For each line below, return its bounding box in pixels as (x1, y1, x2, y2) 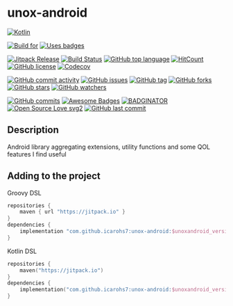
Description (7, 124, 59, 136)
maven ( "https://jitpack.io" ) (19, 266, 104, 274)
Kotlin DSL (7, 247, 37, 255)
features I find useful (7, 150, 67, 158)
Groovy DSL (7, 188, 42, 197)
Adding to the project (7, 170, 101, 182)
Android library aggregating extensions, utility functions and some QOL (7, 143, 211, 151)
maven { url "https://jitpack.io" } (19, 209, 126, 216)
